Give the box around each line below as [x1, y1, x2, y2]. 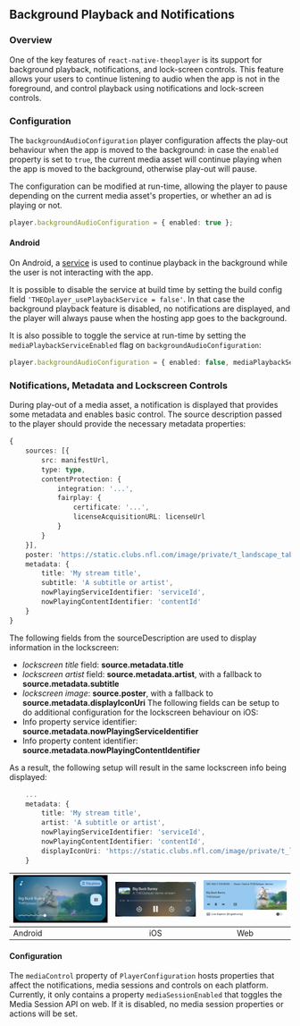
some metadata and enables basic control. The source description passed [9, 409, 283, 420]
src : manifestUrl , [41, 455, 110, 464]
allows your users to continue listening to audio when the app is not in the [9, 73, 280, 84]
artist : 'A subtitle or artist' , [41, 818, 166, 827]
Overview [9, 34, 53, 47]
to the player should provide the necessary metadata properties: [9, 419, 246, 429]
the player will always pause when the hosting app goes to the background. [9, 313, 287, 324]
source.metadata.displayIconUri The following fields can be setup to [21, 697, 279, 708]
